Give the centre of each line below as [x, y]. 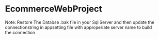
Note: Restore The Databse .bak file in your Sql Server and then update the [80, 22]
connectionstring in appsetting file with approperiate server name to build [79, 27]
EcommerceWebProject [54, 9]
